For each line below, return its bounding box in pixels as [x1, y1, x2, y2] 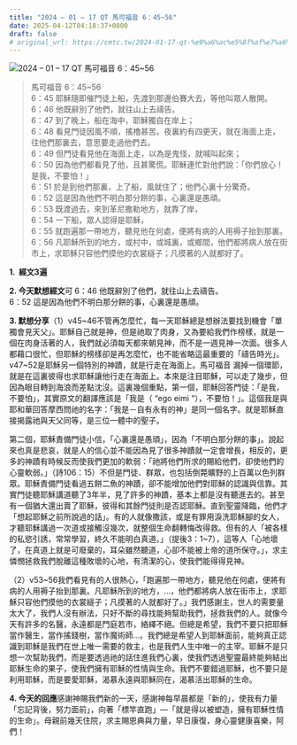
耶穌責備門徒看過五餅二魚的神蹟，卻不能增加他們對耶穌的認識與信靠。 [24, 478, 280, 489]
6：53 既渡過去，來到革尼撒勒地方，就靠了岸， [30, 204, 203, 214]
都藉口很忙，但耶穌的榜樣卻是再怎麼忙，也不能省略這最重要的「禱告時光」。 [9, 349, 285, 360]
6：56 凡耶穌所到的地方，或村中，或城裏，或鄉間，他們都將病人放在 [30, 237, 280, 248]
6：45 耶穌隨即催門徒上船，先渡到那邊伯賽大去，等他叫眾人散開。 [30, 93, 272, 104]
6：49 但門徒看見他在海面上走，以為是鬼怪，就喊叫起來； [30, 148, 242, 159]
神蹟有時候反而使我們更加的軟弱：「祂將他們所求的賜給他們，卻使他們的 [24, 456, 285, 467]
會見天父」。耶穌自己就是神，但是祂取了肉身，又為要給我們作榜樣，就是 [16, 327, 277, 338]
